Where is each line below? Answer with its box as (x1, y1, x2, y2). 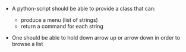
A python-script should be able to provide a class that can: (11, 5, 156, 12)
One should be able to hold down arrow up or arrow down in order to (11, 34, 180, 41)
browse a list (11, 41, 43, 47)
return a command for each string (20, 23, 104, 30)
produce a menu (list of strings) (20, 17, 98, 23)
